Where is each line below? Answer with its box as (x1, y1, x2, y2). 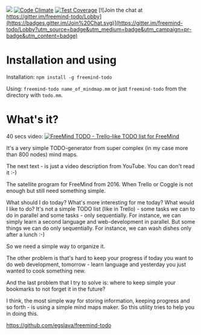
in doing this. (6, 310, 39, 317)
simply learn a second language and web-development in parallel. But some (6, 218, 196, 225)
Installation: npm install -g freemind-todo (6, 73, 112, 80)
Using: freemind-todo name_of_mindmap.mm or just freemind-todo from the (6, 85, 187, 92)
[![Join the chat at (98, 7, 143, 13)
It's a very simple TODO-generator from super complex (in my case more (6, 144, 188, 151)
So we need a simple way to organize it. (6, 242, 106, 250)
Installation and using (6, 53, 116, 67)
